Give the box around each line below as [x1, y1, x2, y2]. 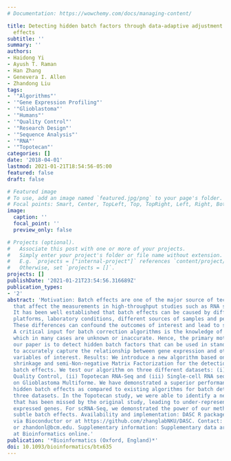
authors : [7, 48, 32, 55]
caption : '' [13, 214, 48, 221]
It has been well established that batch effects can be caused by [13, 309, 211, 316]
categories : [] [7, 150, 51, 157]
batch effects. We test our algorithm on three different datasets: [13, 367, 214, 374]
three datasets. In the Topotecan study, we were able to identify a [13, 392, 217, 399]
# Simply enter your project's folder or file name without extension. [7, 251, 223, 258]
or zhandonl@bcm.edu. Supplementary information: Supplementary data [13, 424, 217, 431]
